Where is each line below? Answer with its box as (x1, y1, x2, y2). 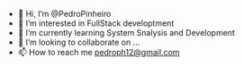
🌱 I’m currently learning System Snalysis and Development (17, 28, 236, 37)
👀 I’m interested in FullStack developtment (17, 18, 175, 29)
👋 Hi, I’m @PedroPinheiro (17, 9, 112, 19)
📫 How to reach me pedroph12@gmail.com (17, 47, 180, 57)
